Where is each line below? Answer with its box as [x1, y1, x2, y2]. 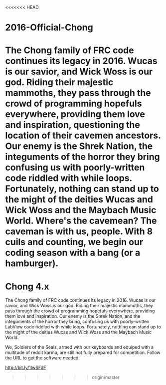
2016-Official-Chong [5, 22, 93, 33]
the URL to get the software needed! [5, 355, 80, 361]
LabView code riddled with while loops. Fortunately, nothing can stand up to [5, 324, 161, 330]
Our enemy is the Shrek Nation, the [5, 140, 153, 152]
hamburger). [5, 258, 59, 269]
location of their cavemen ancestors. [5, 130, 161, 141]
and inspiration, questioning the [5, 119, 141, 131]
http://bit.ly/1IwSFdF [5, 364, 46, 370]
